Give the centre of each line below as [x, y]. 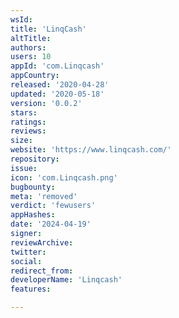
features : [31, 289]
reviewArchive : [42, 242]
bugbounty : [33, 187]
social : [26, 261]
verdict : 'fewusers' [53, 206]
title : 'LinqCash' [48, 29]
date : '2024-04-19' [51, 224]
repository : [35, 159]
